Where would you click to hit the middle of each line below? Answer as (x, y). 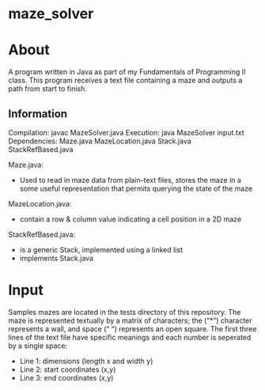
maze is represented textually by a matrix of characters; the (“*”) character (130, 320)
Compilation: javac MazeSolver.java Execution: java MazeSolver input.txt (126, 132)
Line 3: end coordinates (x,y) (66, 377)
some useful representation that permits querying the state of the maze (136, 188)
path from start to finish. (47, 89)
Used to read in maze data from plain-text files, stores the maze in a (130, 180)
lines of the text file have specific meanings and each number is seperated (130, 337)
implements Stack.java (56, 258)
